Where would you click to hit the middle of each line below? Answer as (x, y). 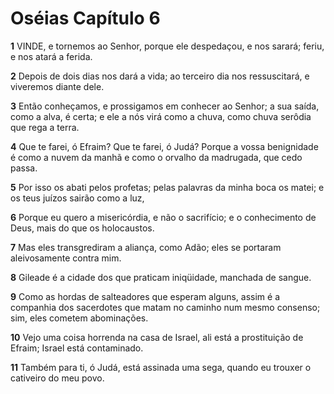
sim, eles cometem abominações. (79, 318)
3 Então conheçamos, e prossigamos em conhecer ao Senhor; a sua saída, (165, 106)
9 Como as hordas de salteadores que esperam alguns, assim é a (145, 296)
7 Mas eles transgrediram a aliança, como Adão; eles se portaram (146, 247)
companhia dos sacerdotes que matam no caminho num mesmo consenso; (165, 307)
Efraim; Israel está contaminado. (77, 348)
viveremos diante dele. (57, 86)
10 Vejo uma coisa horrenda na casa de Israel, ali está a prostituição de (157, 337)
